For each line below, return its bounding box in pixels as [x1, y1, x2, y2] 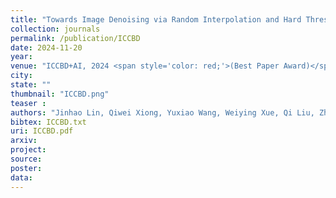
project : [10, 145, 47, 155]
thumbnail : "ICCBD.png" [10, 89, 110, 99]
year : [10, 52, 33, 62]
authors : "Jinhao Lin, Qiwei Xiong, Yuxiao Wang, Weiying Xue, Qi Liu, [10, 107, 315, 118]
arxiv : [10, 136, 38, 146]
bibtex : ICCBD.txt [10, 117, 87, 127]
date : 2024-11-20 [10, 42, 83, 53]
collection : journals [10, 24, 101, 34]
